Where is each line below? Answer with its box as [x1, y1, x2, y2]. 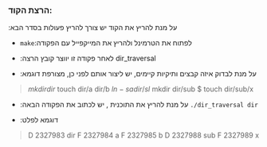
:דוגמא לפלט [19, 115, 58, 125]
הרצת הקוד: [8, 5, 53, 16]
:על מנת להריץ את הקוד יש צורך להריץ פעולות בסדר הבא [8, 23, 178, 33]
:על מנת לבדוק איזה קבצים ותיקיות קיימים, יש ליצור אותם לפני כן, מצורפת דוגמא [19, 69, 257, 79]
